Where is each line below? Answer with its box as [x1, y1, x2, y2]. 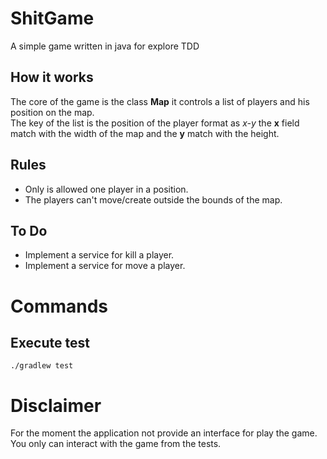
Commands [10, 295, 109, 317]
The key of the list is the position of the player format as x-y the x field [10, 117, 300, 129]
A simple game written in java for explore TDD [10, 40, 200, 52]
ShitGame [10, 7, 95, 30]
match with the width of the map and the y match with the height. [10, 127, 280, 139]
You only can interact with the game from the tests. [10, 438, 222, 450]
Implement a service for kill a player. [24, 249, 175, 261]
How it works [10, 69, 94, 86]
